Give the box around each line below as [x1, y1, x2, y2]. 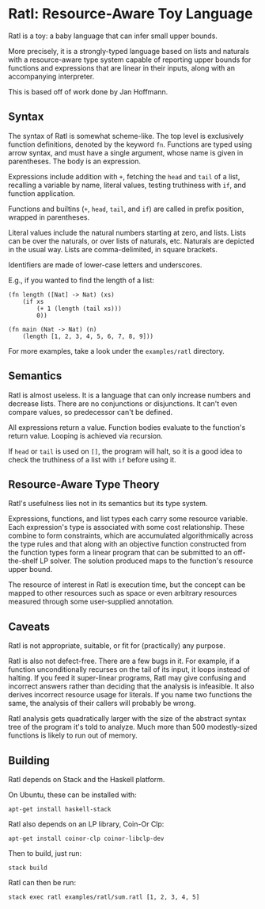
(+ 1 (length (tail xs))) [36, 305, 123, 313]
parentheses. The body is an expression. [8, 156, 141, 166]
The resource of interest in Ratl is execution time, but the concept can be [8, 580, 246, 589]
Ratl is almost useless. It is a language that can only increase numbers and [8, 390, 251, 400]
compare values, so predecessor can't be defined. [8, 407, 172, 416]
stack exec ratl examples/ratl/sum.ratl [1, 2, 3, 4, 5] [8, 893, 200, 901]
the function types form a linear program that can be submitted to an [8, 548, 232, 558]
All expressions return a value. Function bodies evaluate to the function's [8, 422, 246, 432]
